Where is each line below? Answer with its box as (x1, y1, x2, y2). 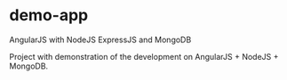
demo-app (9, 5, 89, 25)
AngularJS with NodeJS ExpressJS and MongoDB (9, 34, 192, 45)
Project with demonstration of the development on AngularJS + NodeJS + (9, 51, 279, 62)
